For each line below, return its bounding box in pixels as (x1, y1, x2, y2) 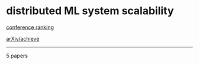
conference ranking (6, 24, 54, 31)
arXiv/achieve (6, 35, 40, 42)
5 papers (6, 52, 28, 59)
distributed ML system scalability (6, 4, 174, 18)
